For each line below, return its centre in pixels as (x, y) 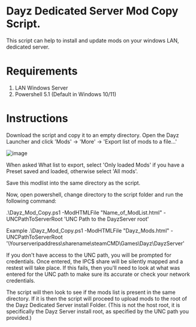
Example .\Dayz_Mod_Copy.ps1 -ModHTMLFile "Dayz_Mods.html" (88, 230)
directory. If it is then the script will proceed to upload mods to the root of (97, 298)
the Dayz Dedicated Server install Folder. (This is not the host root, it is (93, 305)
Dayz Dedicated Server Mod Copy (92, 11)
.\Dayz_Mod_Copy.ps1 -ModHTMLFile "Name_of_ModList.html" (84, 212)
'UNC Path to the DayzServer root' (106, 219)
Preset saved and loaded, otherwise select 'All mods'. (72, 171)
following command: (31, 201)
